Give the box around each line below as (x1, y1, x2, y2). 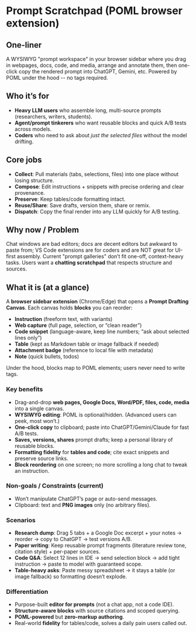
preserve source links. (14, 455, 68, 462)
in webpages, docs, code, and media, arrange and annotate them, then (6, 62, 177, 69)
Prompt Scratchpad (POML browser (6, 4, 183, 18)
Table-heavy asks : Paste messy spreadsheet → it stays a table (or (14, 567, 176, 574)
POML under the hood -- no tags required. (6, 75, 108, 81)
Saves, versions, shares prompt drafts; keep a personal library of (14, 436, 173, 443)
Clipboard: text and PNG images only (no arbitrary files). (14, 501, 151, 508)
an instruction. (14, 467, 50, 474)
